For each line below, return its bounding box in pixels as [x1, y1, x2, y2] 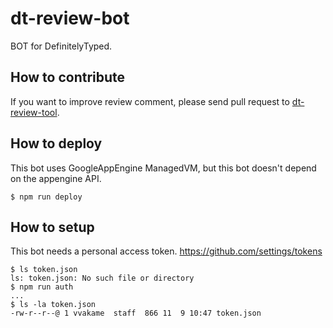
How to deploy [10, 135, 103, 152]
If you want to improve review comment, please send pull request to [10, 95, 290, 107]
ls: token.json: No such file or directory [10, 273, 195, 284]
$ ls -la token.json [10, 300, 97, 310]
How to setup [10, 218, 95, 236]
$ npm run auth [10, 282, 74, 292]
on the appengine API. [10, 172, 102, 184]
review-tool [10, 106, 58, 118]
